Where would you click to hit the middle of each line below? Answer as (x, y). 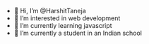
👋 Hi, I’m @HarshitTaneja (50, 11)
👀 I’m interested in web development (67, 18)
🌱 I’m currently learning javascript (63, 25)
